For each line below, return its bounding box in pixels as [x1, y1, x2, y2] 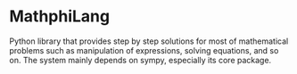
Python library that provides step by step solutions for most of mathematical [9, 36, 289, 46]
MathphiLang [9, 6, 110, 27]
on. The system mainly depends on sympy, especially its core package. [9, 54, 272, 65]
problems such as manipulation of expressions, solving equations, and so [9, 45, 279, 55]
